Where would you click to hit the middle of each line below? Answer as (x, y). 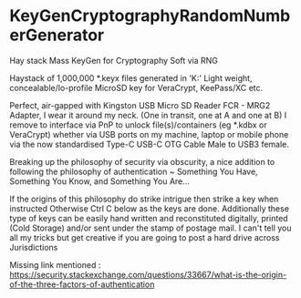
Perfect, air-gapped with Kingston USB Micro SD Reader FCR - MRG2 (140, 105)
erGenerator (57, 35)
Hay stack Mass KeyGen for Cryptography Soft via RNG (114, 60)
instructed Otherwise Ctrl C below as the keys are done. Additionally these (150, 208)
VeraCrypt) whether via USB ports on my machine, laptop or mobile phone (149, 134)
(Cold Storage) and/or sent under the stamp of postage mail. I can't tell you (150, 228)
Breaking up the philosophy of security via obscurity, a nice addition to (142, 161)
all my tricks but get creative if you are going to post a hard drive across (145, 237)
